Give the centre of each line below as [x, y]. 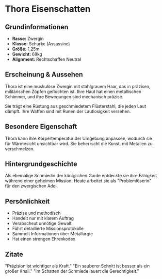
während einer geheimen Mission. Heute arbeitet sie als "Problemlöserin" [78, 181]
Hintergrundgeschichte [41, 164]
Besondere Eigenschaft [41, 127]
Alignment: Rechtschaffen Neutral [47, 59]
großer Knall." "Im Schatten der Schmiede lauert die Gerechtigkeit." [72, 271]
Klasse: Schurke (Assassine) [41, 44]
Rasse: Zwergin [28, 38]
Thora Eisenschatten [48, 9]
